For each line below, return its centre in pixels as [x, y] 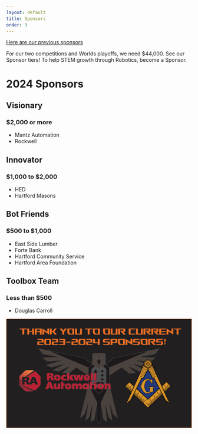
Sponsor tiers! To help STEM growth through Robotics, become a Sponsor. [97, 60]
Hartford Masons [35, 196]
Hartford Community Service [49, 256]
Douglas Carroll [34, 311]
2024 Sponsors [45, 84]
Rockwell [26, 141]
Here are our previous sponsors [45, 42]
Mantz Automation [37, 135]
